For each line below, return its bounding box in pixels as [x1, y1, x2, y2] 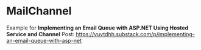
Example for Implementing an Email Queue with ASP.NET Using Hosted [6, 24, 189, 31]
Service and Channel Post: [6, 30, 75, 37]
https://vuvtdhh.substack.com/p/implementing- [76, 30, 195, 37]
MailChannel [6, 4, 72, 18]
